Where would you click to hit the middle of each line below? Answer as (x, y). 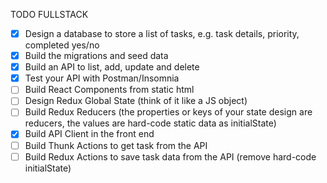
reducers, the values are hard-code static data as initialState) (150, 123)
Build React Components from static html (109, 90)
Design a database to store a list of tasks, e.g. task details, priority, (162, 33)
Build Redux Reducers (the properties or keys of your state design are (168, 112)
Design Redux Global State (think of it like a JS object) (136, 101)
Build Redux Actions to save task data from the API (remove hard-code (170, 156)
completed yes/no (62, 45)
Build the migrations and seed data (96, 56)
